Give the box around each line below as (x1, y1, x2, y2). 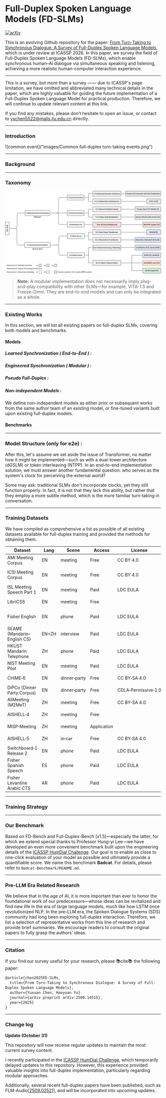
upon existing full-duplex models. (5, 410, 73, 416)
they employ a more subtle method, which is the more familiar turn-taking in (5, 492, 160, 498)
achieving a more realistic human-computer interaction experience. (5, 65, 142, 72)
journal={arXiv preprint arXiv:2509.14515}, (9, 995, 103, 1000)
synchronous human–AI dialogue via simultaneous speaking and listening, (5, 60, 156, 66)
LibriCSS (7, 599, 25, 605)
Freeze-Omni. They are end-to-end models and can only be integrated (17, 289, 161, 295)
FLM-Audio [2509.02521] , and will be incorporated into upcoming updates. (5, 1087, 156, 1093)
